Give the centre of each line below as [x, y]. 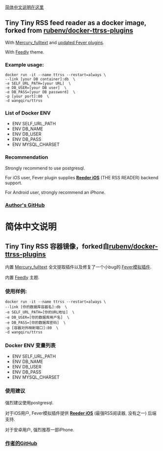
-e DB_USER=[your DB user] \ [36, 88]
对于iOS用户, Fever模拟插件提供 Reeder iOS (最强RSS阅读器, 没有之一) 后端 [81, 413]
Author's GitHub [25, 205]
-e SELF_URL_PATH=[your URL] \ [38, 84]
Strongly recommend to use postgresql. [45, 168]
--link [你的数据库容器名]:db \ [36, 307]
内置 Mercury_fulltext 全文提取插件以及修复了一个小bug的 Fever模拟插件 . [78, 267]
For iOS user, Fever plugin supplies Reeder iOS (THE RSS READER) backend [82, 177]
